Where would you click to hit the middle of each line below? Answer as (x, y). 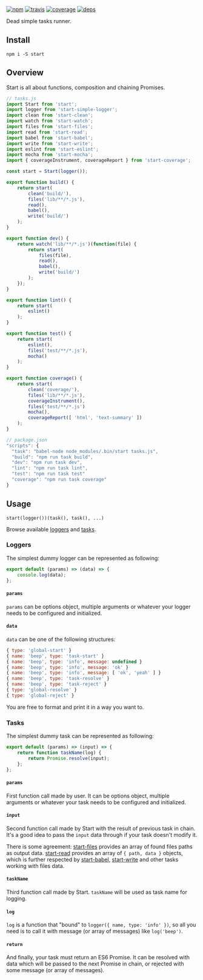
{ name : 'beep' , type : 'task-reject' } (57, 684)
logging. (17, 899)
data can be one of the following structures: (61, 639)
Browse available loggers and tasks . (51, 529)
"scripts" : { (23, 446)
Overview (25, 73)
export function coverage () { (45, 378)
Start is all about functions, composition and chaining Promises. (86, 87)
